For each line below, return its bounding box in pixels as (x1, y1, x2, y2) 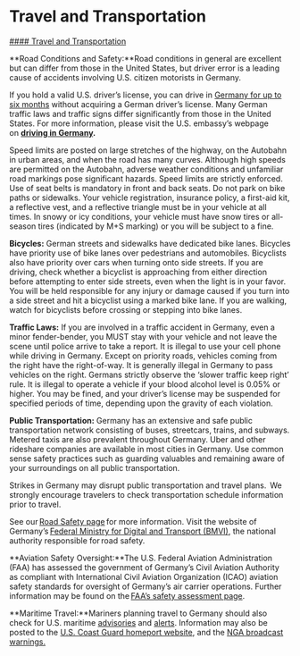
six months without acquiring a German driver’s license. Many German (9, 98, 268, 109)
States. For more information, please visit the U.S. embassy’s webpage (9, 118, 270, 129)
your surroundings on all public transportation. (9, 462, 180, 473)
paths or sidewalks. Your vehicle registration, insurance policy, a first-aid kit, (9, 192, 290, 203)
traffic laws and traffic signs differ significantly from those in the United (9, 108, 272, 119)
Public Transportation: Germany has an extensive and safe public (9, 415, 253, 425)
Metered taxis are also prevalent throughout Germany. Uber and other (9, 433, 266, 444)
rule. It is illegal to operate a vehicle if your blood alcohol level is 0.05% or (9, 378, 281, 390)
